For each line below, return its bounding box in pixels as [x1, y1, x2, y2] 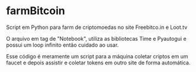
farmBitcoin [6, 4, 65, 18]
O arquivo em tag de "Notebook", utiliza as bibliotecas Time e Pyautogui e [6, 35, 187, 42]
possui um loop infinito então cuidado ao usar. [6, 41, 119, 48]
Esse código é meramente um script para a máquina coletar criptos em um [6, 53, 188, 60]
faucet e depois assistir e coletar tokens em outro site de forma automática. [6, 59, 191, 66]
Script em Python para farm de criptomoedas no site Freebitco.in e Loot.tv [6, 24, 188, 31]
